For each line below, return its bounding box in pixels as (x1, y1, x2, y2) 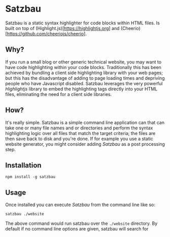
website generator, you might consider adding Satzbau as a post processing (5, 141, 165, 147)
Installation (5, 161, 42, 170)
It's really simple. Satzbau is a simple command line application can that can (5, 119, 165, 125)
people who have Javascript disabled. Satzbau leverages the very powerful (5, 80, 163, 86)
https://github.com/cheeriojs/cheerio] (7, 30, 86, 37)
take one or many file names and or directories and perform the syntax (5, 125, 153, 131)
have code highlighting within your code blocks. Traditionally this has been (5, 64, 161, 70)
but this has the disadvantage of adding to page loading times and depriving (5, 75, 165, 81)
